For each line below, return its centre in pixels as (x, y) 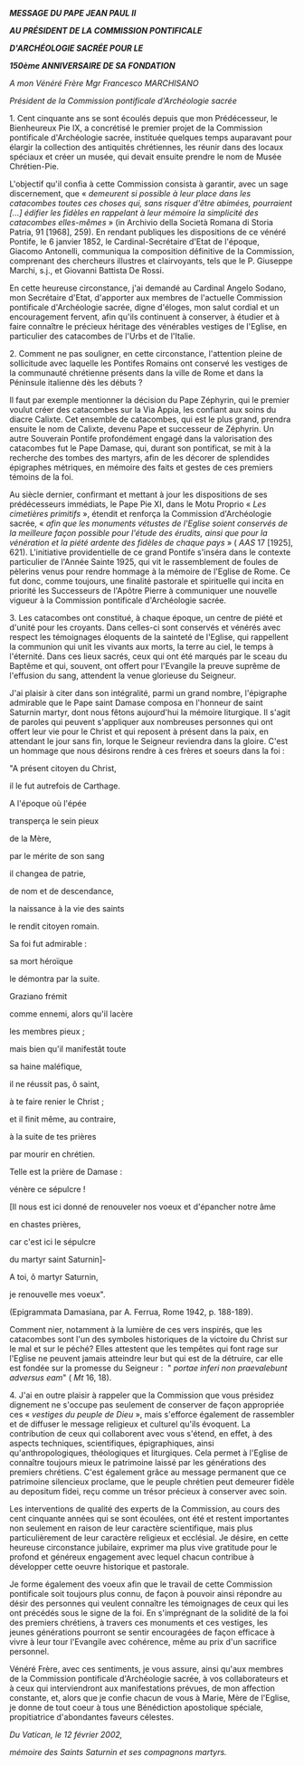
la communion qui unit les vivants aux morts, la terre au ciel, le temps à (142, 647)
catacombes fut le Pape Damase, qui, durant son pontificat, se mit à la (140, 448)
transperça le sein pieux (54, 821)
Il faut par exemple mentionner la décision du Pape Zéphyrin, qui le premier (150, 400)
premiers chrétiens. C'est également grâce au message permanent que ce (148, 1472)
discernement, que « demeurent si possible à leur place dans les (130, 193)
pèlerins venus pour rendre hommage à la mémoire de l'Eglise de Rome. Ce (150, 571)
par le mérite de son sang (57, 856)
